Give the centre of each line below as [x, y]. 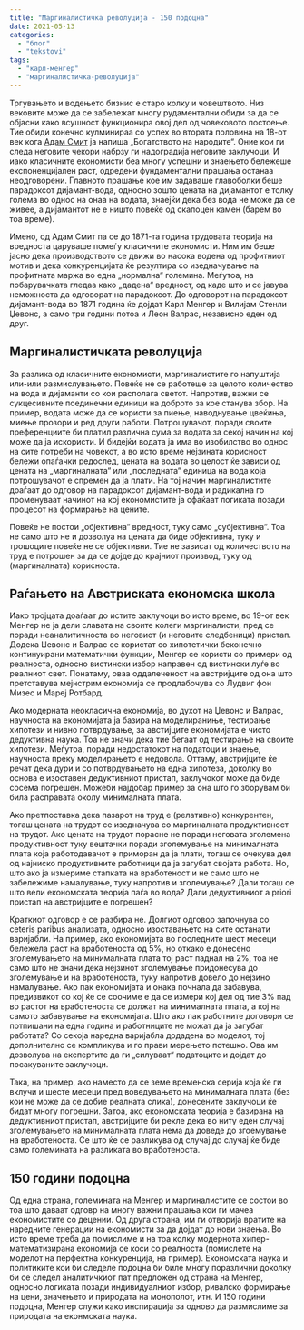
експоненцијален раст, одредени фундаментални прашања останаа [142, 170]
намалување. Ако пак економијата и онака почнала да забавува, [136, 987]
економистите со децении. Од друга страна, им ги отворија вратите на [148, 1220]
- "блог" [34, 43]
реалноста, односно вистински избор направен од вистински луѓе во [145, 664]
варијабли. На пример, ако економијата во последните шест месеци [143, 939]
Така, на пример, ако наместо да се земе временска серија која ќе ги [146, 1082]
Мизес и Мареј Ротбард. [57, 693]
